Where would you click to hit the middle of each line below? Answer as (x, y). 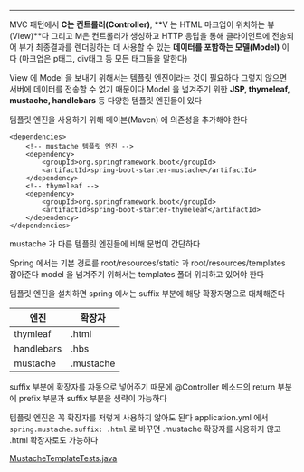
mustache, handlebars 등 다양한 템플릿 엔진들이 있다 (105, 100)
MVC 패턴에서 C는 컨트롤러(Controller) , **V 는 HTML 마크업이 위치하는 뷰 (142, 24)
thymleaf (33, 334)
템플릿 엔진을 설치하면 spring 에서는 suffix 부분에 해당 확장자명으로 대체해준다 (147, 294)
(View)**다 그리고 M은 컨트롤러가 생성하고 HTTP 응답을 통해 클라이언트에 (140, 36)
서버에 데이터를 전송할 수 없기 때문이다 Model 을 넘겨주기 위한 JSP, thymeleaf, (150, 89)
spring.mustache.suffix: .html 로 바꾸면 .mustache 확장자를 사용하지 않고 (146, 429)
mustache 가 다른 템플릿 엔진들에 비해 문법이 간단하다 (105, 244)
